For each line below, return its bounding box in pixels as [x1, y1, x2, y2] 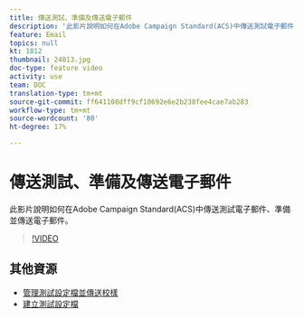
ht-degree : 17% [9, 123, 67, 132]
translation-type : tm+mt [9, 89, 103, 98]
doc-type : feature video [9, 64, 103, 73]
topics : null [9, 38, 59, 48]
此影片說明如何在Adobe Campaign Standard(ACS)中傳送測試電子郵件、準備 [9, 203, 291, 214]
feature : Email [9, 30, 67, 39]
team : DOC [9, 80, 47, 89]
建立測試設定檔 [22, 298, 79, 309]
